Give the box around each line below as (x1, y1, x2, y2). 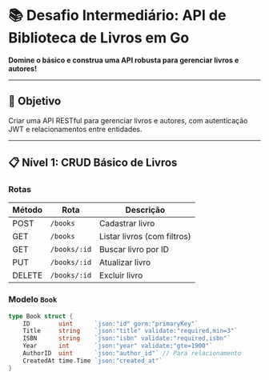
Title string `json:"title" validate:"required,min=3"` (22, 327, 239, 335)
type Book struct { (8, 312, 74, 320)
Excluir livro (98, 270, 143, 281)
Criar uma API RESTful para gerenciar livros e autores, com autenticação (8, 115, 248, 125)
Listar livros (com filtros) (98, 231, 192, 242)
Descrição (125, 205, 166, 216)
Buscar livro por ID (98, 244, 170, 255)
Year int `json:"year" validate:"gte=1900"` (22, 342, 214, 350)
